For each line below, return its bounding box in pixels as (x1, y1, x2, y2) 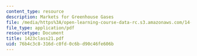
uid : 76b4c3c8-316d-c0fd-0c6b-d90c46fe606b (6, 41, 114, 47)
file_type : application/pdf (6, 24, 75, 31)
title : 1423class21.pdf (6, 36, 64, 41)
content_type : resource (6, 8, 64, 15)
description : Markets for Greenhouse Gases (6, 14, 114, 20)
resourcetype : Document (6, 30, 64, 36)
